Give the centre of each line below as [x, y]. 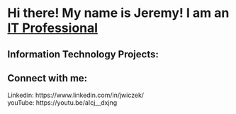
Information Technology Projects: [83, 54]
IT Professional [52, 28]
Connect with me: [47, 78]
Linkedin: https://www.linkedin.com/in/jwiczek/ [75, 95]
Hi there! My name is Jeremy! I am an [118, 13]
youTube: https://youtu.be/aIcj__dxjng [62, 103]
